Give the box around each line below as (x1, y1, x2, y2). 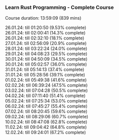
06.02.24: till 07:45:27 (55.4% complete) (5, 103, 88, 109)
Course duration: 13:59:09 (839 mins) (5, 15, 81, 21)
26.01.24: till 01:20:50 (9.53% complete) (5, 25, 86, 31)
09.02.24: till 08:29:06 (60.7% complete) (5, 114, 88, 120)
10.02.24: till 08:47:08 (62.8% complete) (5, 119, 87, 125)
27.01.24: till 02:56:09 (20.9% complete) (5, 40, 87, 46)
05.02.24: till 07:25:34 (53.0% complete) (5, 98, 88, 104)
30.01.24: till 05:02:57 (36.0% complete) (5, 61, 87, 68)
